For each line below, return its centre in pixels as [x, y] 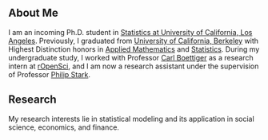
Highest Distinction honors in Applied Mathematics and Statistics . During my [134, 49]
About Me [33, 13]
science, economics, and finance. [64, 127]
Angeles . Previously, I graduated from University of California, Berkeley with [133, 41]
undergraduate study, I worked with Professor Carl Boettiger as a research [131, 57]
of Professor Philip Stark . [49, 74]
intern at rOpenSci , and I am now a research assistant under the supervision [134, 66]
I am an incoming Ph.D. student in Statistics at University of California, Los [130, 32]
